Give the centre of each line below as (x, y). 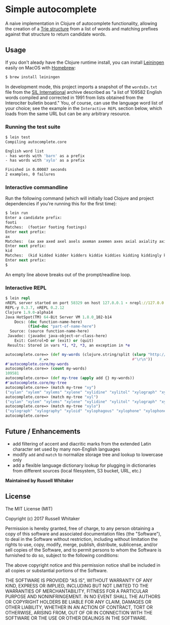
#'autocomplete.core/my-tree (36, 383)
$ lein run (17, 213)
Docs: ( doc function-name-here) (48, 322)
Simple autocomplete (51, 9)
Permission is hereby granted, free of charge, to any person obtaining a (80, 528)
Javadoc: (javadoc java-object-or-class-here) (57, 336)
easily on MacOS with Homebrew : (40, 67)
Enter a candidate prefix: (34, 218)
